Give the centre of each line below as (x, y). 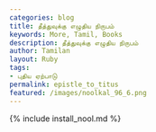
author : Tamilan (40, 51)
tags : (19, 68)
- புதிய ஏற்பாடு (33, 76)
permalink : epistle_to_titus (64, 84)
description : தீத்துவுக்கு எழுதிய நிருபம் (74, 43)
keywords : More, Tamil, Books (66, 34)
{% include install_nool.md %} (65, 119)
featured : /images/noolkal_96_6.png (78, 92)
